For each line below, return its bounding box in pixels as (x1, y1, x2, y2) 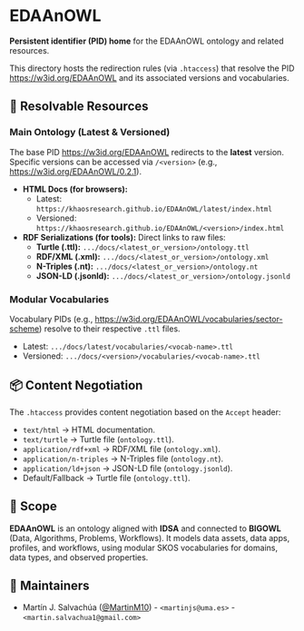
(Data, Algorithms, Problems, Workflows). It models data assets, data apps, (9, 532, 290, 543)
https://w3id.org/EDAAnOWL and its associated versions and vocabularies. (9, 72, 290, 83)
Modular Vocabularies (9, 292, 110, 305)
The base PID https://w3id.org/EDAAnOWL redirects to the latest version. (9, 146, 284, 157)
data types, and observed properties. (9, 551, 149, 563)
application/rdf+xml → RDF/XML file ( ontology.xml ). (22, 443, 221, 454)
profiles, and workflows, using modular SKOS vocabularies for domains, (9, 542, 279, 553)
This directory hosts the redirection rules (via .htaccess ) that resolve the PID (9, 63, 295, 74)
